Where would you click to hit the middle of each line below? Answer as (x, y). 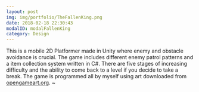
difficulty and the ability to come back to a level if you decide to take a (92, 70)
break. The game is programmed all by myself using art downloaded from (97, 76)
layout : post (22, 12)
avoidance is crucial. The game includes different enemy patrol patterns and (100, 57)
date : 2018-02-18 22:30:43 (40, 23)
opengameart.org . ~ (31, 83)
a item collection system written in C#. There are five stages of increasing (97, 64)
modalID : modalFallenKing (38, 28)
